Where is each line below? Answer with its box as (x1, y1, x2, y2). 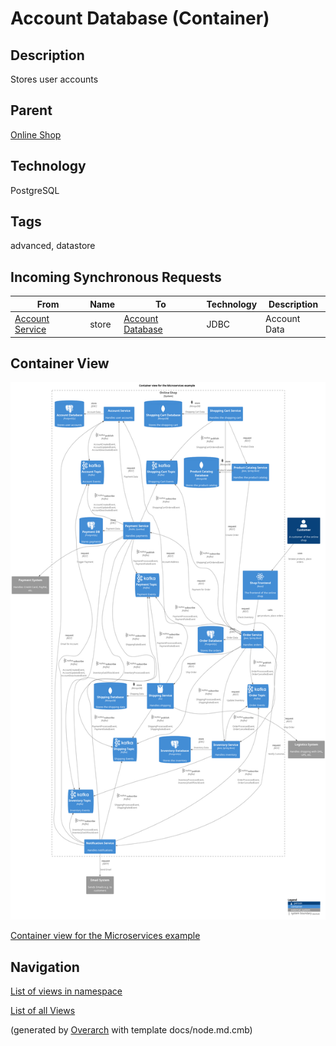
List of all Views (10, 1005, 76, 1017)
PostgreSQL (10, 184, 60, 196)
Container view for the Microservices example (10, 930, 201, 942)
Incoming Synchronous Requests (10, 268, 222, 286)
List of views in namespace (10, 985, 123, 997)
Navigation (10, 958, 80, 976)
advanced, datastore (10, 240, 96, 252)
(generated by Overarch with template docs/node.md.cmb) (10, 1024, 253, 1036)
